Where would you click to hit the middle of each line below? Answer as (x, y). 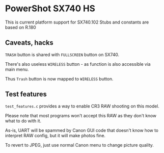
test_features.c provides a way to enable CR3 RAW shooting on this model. (82, 106)
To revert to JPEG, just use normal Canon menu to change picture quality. (79, 145)
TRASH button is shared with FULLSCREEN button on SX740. (62, 54)
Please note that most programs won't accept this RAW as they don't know (81, 115)
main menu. (17, 69)
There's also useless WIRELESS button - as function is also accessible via (78, 64)
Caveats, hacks (29, 43)
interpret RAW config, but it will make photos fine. (55, 135)
